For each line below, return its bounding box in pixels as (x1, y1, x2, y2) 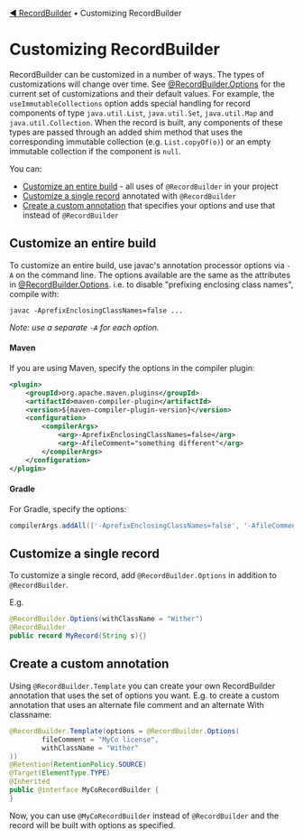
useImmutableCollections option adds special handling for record (9, 98, 251, 108)
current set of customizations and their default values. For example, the (9, 88, 275, 98)
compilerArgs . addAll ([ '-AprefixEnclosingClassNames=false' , (9, 521, 241, 530)
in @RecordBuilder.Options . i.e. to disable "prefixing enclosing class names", (9, 279, 294, 290)
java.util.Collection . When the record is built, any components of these (9, 117, 283, 127)
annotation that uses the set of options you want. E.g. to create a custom (9, 690, 280, 701)
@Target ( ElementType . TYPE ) (9, 769, 111, 778)
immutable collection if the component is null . (9, 145, 182, 156)
